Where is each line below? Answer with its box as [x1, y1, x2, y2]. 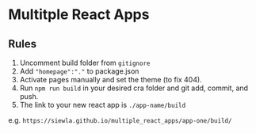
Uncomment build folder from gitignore [19, 58, 151, 67]
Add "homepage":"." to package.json [19, 66, 139, 76]
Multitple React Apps [8, 6, 150, 24]
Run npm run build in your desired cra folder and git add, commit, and [19, 83, 248, 93]
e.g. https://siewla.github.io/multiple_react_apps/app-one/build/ [8, 116, 232, 124]
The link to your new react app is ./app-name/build [19, 101, 186, 109]
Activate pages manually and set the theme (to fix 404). [19, 75, 202, 84]
